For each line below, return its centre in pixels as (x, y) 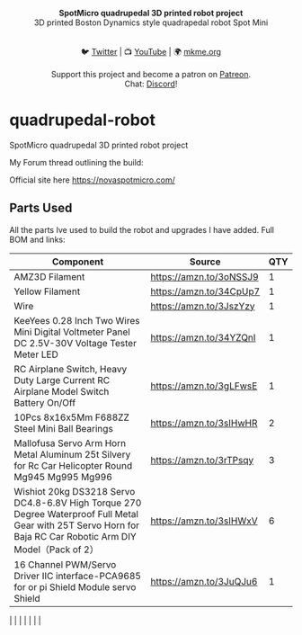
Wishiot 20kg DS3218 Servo (75, 491)
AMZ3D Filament (49, 276)
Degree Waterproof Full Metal (76, 514)
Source (205, 262)
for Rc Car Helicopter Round (73, 465)
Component (78, 262)
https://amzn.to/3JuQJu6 (204, 581)
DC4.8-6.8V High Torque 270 (78, 503)
